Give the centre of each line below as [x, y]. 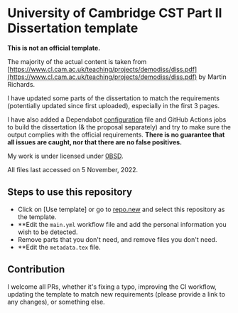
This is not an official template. [54, 48]
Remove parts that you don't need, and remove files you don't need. [117, 239]
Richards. [21, 84]
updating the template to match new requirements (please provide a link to [117, 294]
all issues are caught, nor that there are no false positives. [95, 142]
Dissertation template [73, 28]
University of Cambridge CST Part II [115, 13]
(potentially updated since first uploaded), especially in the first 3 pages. [114, 105]
